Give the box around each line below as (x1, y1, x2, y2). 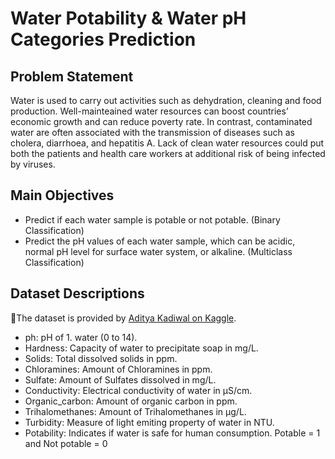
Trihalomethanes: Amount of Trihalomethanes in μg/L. (24, 405, 247, 417)
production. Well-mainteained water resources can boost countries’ (10, 105, 289, 117)
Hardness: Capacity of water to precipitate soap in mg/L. (24, 342, 259, 354)
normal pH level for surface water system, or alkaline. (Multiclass (24, 245, 293, 257)
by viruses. (10, 158, 56, 170)
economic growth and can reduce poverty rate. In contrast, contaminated (10, 116, 313, 127)
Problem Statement (10, 68, 134, 85)
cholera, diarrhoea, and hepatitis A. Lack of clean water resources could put (10, 137, 325, 149)
